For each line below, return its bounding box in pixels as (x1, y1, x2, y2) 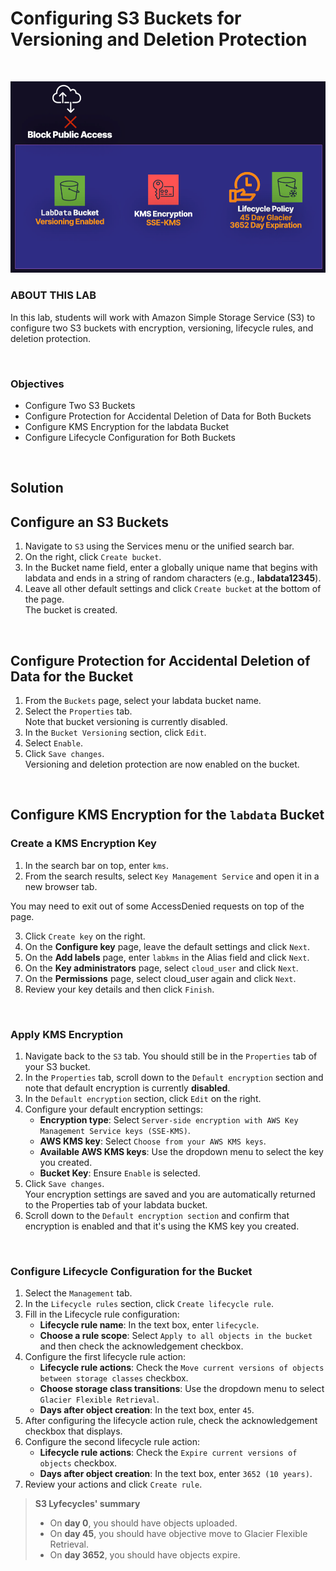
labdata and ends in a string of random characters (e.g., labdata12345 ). (24, 572, 322, 584)
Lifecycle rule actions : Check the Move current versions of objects (39, 1362, 325, 1374)
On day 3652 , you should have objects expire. (49, 1549, 241, 1561)
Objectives (10, 377, 65, 391)
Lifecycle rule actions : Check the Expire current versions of (39, 1447, 298, 1459)
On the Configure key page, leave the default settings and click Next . (24, 940, 310, 952)
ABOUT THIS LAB (10, 288, 97, 302)
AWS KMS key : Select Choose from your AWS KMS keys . (39, 1135, 267, 1147)
